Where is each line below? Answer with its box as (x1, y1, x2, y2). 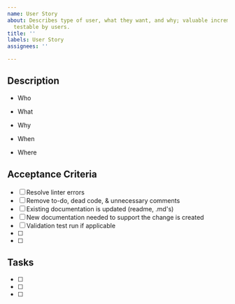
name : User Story (7, 10, 58, 18)
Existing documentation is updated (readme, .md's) (26, 204, 174, 213)
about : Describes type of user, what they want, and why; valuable (7, 17, 208, 24)
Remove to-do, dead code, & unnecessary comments (26, 196, 180, 204)
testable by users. (13, 23, 71, 30)
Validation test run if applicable (26, 221, 116, 230)
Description (7, 75, 59, 87)
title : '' (7, 29, 36, 37)
